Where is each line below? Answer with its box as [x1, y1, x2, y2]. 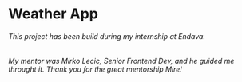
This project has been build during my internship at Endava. [8, 31, 206, 41]
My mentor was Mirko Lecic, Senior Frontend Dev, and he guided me [8, 57, 235, 66]
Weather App [8, 5, 98, 23]
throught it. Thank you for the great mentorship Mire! [8, 64, 182, 74]
